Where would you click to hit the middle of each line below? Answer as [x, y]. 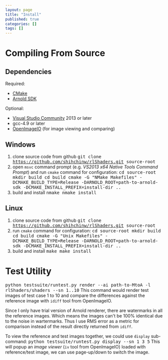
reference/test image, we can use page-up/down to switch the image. [77, 352]
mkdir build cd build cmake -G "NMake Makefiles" [74, 177]
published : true [22, 19]
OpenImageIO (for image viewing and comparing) [64, 129]
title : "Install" [23, 15]
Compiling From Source [55, 53]
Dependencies [28, 71]
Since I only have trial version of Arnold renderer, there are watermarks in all [84, 310]
